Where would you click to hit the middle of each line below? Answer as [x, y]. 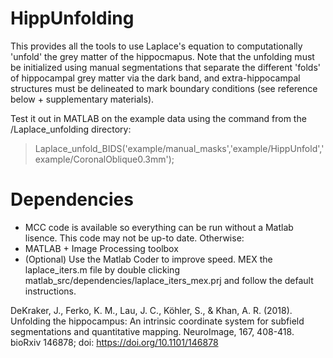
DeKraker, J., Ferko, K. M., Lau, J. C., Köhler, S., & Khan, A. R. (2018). [151, 310]
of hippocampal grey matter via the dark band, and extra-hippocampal [155, 78]
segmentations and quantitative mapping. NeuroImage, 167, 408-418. [152, 331]
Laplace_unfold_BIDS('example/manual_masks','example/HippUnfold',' [179, 148]
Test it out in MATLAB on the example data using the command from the [158, 118]
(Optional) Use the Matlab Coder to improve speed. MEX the [148, 259]
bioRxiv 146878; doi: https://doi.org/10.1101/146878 [114, 342]
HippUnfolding [72, 18]
